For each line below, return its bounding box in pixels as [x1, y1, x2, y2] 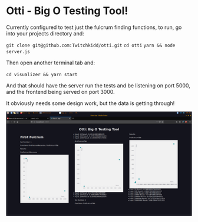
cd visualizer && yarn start [6, 71, 78, 77]
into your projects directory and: [6, 30, 84, 37]
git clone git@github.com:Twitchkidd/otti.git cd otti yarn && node [6, 43, 176, 48]
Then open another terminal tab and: [6, 59, 95, 66]
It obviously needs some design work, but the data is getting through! [6, 99, 175, 107]
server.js [6, 48, 31, 54]
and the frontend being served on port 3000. [6, 88, 115, 95]
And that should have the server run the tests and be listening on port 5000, [6, 81, 190, 89]
